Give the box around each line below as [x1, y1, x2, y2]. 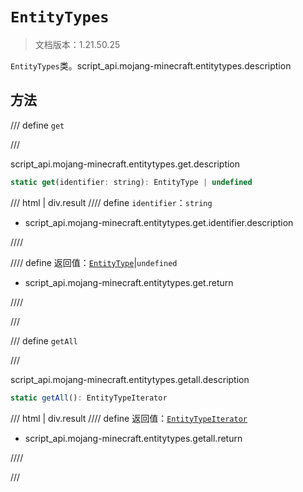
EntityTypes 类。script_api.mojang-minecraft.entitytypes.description [10, 59, 292, 72]
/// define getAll [10, 334, 78, 347]
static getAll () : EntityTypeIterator [10, 393, 168, 403]
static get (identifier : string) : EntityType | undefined [10, 177, 253, 187]
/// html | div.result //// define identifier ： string [10, 196, 213, 208]
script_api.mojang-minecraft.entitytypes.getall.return [24, 432, 243, 444]
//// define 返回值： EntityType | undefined [10, 256, 178, 268]
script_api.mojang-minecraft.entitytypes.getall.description [10, 373, 250, 385]
